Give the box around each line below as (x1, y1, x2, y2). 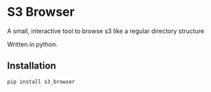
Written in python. (7, 40, 58, 48)
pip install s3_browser (7, 78, 76, 85)
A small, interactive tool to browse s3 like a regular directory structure (7, 27, 205, 35)
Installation (7, 60, 56, 72)
